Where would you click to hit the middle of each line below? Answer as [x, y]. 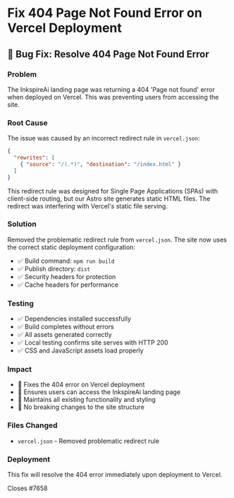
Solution [22, 224]
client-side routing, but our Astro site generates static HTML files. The [109, 198]
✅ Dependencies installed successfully [74, 319]
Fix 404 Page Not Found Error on [105, 13]
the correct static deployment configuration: [72, 247]
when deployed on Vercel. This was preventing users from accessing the [113, 97]
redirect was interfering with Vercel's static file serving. [87, 206]
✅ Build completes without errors [66, 327]
